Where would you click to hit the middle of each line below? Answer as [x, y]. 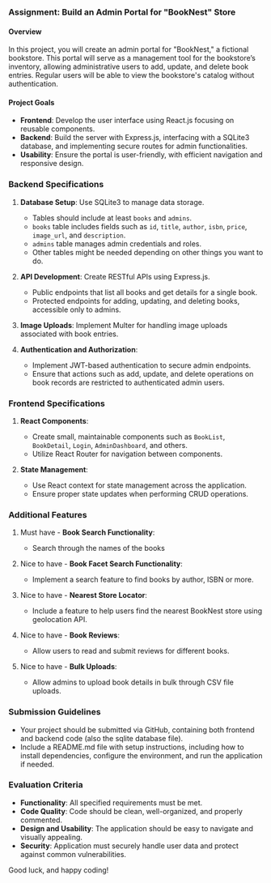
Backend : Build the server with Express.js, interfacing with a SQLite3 [135, 138]
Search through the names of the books [99, 548]
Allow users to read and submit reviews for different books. [131, 651]
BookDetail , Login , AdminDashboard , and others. [110, 445]
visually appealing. [51, 837]
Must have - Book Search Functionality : [87, 532]
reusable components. [57, 129]
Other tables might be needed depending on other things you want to [148, 252]
